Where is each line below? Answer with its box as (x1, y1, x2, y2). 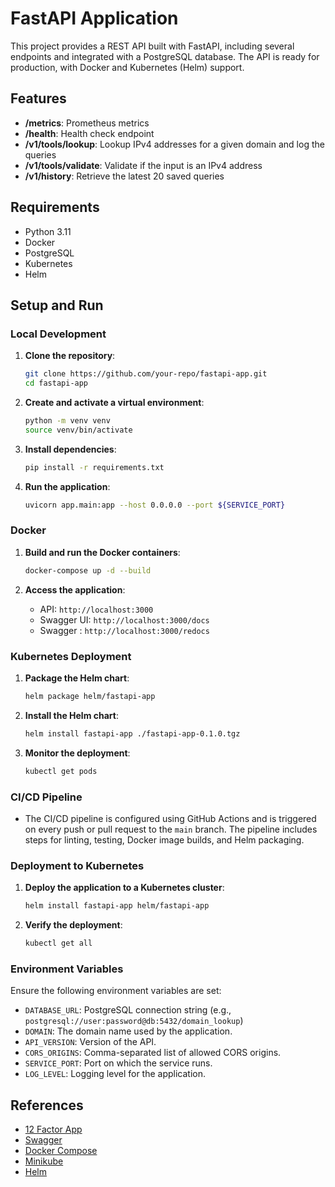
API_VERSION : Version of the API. (24, 1036, 157, 1048)
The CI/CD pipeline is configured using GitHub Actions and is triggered (24, 812, 317, 824)
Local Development (10, 327, 107, 341)
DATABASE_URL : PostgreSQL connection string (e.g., (24, 1004, 232, 1016)
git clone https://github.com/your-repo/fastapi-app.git (24, 369, 268, 379)
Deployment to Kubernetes (10, 858, 145, 872)
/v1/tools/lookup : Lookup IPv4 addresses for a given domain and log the (24, 138, 325, 150)
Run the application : (24, 480, 111, 492)
